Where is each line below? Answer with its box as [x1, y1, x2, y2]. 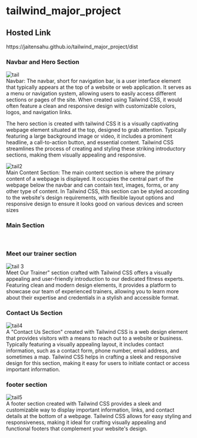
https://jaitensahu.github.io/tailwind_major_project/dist [6, 43, 138, 50]
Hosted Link [6, 28, 51, 38]
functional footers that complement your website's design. [6, 425, 148, 432]
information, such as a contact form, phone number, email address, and [6, 347, 179, 354]
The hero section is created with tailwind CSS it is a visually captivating [6, 120, 178, 127]
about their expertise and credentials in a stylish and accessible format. [6, 294, 179, 301]
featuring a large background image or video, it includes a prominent [6, 132, 172, 140]
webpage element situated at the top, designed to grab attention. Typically [6, 127, 187, 134]
